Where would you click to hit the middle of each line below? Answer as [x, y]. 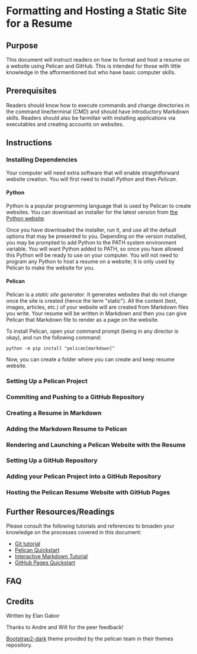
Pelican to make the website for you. [51, 268]
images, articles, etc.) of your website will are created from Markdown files [97, 307]
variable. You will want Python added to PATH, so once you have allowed [95, 249]
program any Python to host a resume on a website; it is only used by [91, 261]
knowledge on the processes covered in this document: [74, 532]
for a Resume [39, 23]
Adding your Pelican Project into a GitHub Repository [84, 477]
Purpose [22, 45]
